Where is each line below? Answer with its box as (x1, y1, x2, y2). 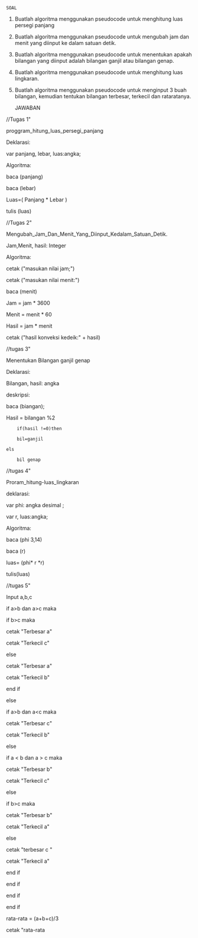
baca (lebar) (6, 185, 37, 191)
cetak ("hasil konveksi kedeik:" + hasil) (6, 334, 100, 341)
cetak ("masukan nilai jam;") (6, 265, 75, 272)
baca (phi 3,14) (6, 536, 43, 543)
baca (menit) (6, 288, 37, 295)
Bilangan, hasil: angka (6, 380, 60, 387)
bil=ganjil (17, 436, 44, 442)
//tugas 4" (6, 468, 31, 474)
